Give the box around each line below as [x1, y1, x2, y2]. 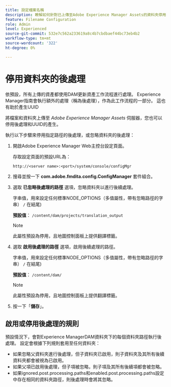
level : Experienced [5, 26, 47, 32]
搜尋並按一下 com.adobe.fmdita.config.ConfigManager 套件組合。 [12, 173, 156, 179]
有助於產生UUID [5, 104, 39, 110]
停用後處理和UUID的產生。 [5, 121, 61, 127]
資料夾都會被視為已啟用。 [12, 357, 67, 364]
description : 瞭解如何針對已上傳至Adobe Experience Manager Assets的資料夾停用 [5, 12, 166, 17]
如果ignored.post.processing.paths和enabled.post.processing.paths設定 [12, 370, 164, 376]
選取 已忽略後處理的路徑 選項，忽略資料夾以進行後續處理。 [12, 184, 136, 190]
